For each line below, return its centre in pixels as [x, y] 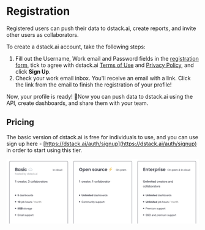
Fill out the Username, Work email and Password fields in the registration [107, 58]
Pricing [20, 122]
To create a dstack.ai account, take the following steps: [76, 47]
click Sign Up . [33, 71]
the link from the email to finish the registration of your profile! [93, 85]
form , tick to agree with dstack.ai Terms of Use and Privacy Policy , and [104, 65]
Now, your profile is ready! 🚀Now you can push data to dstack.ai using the [100, 96]
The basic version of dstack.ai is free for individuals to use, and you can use [102, 137]
